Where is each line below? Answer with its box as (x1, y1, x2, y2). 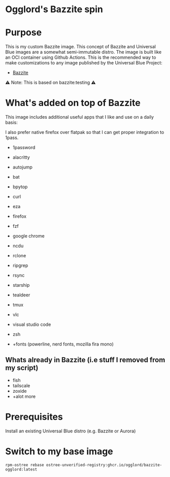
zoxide (12, 388, 27, 394)
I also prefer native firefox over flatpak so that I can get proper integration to (5, 129, 164, 135)
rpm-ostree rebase (5, 462, 44, 467)
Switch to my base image (5, 446, 113, 457)
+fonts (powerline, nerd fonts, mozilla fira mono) (12, 341, 114, 347)
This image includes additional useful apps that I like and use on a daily (5, 114, 154, 120)
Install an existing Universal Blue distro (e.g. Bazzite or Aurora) (5, 428, 136, 434)
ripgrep (12, 262, 28, 268)
